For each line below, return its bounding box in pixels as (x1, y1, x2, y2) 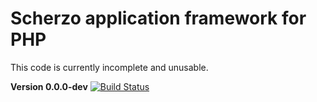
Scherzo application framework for (10, 7, 307, 30)
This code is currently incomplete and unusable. (10, 61, 209, 73)
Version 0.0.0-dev (10, 80, 88, 92)
